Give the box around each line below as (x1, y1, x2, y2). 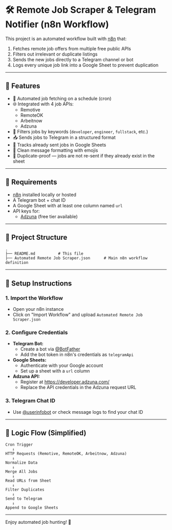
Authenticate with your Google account (20, 362, 103, 368)
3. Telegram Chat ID (5, 397, 55, 404)
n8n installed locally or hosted (12, 191, 77, 198)
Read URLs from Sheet (5, 478, 52, 484)
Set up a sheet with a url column (20, 368, 90, 374)
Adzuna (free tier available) (20, 213, 78, 219)
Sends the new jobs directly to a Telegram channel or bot (12, 56, 134, 62)
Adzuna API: (12, 374, 40, 380)
